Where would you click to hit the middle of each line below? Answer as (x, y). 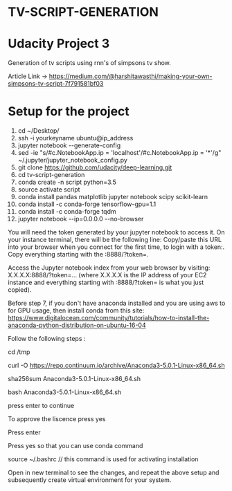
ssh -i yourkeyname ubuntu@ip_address (75, 138)
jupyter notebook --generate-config (69, 145)
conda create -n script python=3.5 (67, 182)
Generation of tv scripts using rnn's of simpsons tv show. (90, 63)
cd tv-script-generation (51, 175)
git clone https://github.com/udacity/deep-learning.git (95, 167)
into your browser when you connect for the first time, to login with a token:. (116, 247)
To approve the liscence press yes (57, 419)
